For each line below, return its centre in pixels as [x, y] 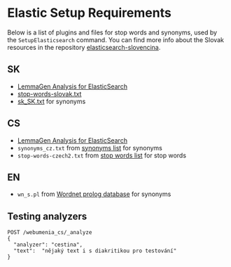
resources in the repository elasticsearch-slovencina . [84, 47]
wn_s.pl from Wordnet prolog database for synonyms [94, 194]
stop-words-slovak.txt [49, 93]
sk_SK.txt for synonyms [51, 101]
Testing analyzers [47, 216]
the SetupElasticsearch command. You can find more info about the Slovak [115, 39]
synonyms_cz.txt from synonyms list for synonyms [90, 148]
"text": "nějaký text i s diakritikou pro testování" [95, 251]
